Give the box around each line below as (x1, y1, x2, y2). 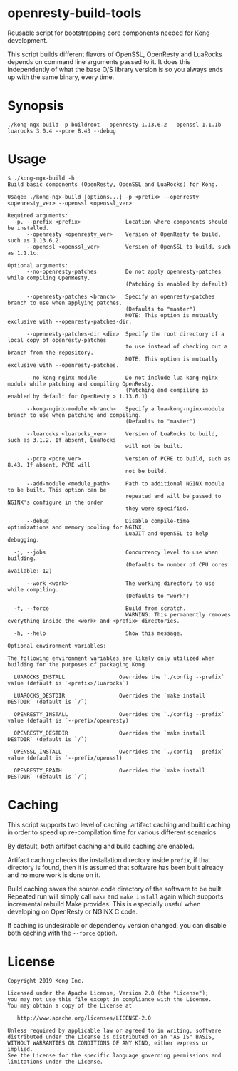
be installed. (7, 224, 50, 232)
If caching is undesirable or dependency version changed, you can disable (7, 921, 227, 929)
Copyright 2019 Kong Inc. (7, 977, 84, 984)
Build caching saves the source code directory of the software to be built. (7, 884, 223, 893)
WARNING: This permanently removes (125, 611, 232, 618)
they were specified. (125, 505, 190, 512)
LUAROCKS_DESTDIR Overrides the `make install (14, 692, 205, 699)
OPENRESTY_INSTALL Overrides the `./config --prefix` (14, 710, 224, 718)
